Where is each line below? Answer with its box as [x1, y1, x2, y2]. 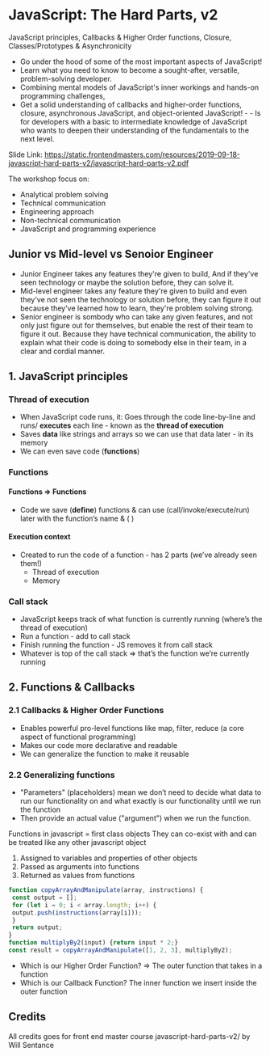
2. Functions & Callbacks [8, 681, 135, 695]
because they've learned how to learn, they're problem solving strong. [19, 303, 254, 313]
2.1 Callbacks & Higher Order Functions [8, 705, 164, 716]
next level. [19, 133, 55, 143]
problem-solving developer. [19, 74, 113, 83]
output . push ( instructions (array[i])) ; [11, 908, 143, 917]
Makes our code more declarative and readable [19, 740, 178, 750]
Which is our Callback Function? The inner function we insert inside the [19, 978, 257, 987]
